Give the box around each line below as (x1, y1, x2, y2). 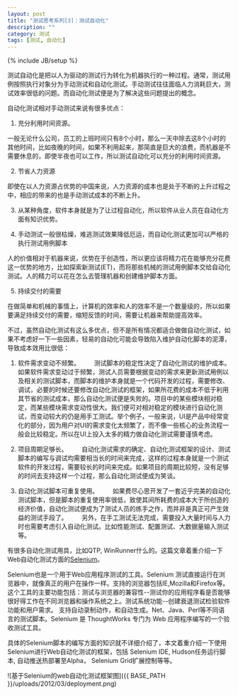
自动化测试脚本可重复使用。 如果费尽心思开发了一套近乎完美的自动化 (17, 487, 231, 495)
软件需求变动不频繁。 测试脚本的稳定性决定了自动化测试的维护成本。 (17, 359, 231, 367)
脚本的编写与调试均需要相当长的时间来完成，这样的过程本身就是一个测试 (17, 454, 229, 463)
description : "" (7, 23, 55, 31)
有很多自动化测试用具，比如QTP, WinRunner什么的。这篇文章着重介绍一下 (7, 546, 223, 555)
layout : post (7, 10, 46, 18)
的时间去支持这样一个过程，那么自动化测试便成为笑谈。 (17, 472, 179, 480)
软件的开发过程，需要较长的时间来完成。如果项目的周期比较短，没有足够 (17, 463, 229, 471)
